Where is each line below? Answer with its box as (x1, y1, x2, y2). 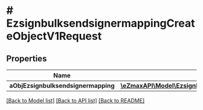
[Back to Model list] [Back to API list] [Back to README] (6, 97, 145, 104)
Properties (6, 53, 47, 63)
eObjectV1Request (6, 30, 102, 43)
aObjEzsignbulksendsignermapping (9, 82, 115, 89)
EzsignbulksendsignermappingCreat (6, 16, 195, 30)
